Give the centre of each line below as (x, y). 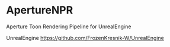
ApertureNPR (40, 10)
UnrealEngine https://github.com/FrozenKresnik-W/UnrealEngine (85, 38)
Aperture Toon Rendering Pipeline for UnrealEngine (69, 26)
